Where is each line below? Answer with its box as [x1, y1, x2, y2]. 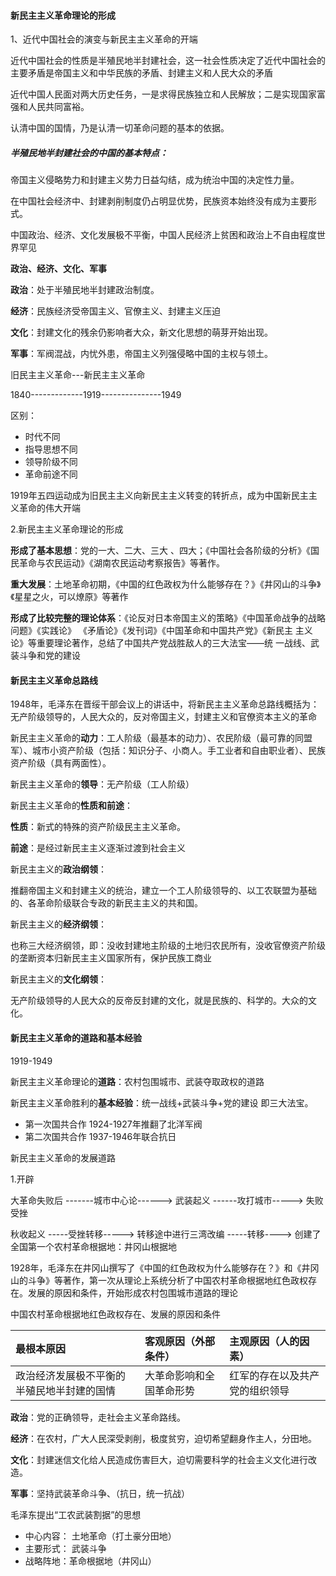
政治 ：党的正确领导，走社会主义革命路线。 [10, 1411, 186, 1423]
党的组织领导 [229, 1383, 290, 1397]
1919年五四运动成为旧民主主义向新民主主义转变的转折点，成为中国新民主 [10, 490, 309, 502]
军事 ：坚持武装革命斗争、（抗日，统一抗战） [10, 1487, 190, 1499]
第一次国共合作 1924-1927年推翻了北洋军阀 [24, 1118, 203, 1130]
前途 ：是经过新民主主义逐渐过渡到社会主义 [10, 842, 186, 854]
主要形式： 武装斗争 [24, 1542, 107, 1554]
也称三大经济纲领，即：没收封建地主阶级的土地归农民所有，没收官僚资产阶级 [10, 940, 326, 952]
